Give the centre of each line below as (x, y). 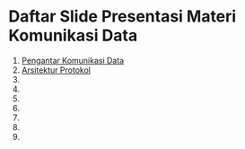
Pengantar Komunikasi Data (73, 60)
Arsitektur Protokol (56, 70)
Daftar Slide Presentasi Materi (122, 17)
